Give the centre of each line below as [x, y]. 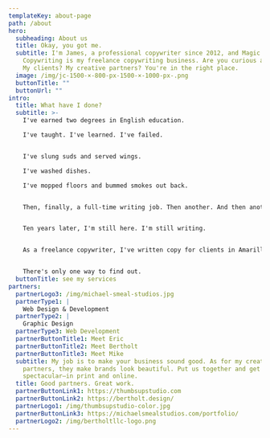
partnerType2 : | [43, 317]
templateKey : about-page [50, 16]
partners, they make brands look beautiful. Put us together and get [142, 369]
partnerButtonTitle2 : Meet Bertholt [77, 346]
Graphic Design [48, 324]
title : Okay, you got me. [59, 46]
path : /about [30, 23]
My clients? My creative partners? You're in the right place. [131, 68]
